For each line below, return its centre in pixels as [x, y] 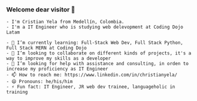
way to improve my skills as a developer [59, 59]
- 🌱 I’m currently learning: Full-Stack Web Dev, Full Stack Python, [95, 43]
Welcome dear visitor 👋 [41, 10]
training [17, 92]
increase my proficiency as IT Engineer [57, 69]
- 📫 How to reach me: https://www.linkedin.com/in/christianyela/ [92, 75]
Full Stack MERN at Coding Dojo [46, 48]
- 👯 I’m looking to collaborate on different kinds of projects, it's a [99, 53]
